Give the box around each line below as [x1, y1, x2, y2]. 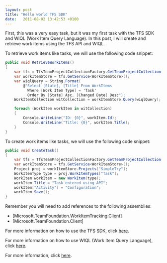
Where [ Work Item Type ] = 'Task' [27, 88, 97, 93]
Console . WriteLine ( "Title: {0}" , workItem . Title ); [23, 120, 130, 125]
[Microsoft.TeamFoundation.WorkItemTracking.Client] [12, 213, 122, 219]
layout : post [5, 7, 32, 12]
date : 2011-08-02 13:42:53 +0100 [5, 16, 79, 21]
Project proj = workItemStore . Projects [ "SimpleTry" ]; [14, 166, 128, 171]
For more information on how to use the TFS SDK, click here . [5, 228, 129, 234]
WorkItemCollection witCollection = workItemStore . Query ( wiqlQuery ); [14, 97, 162, 102]
